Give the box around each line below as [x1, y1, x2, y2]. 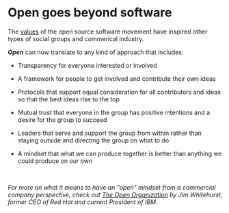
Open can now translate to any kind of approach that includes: [8, 48, 184, 56]
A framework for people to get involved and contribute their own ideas [17, 74, 216, 83]
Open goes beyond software [8, 5, 172, 21]
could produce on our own [17, 156, 93, 165]
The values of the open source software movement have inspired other [8, 27, 208, 36]
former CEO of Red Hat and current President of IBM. [8, 197, 158, 206]
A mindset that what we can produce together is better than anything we [17, 149, 222, 158]
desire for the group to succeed [17, 115, 107, 124]
